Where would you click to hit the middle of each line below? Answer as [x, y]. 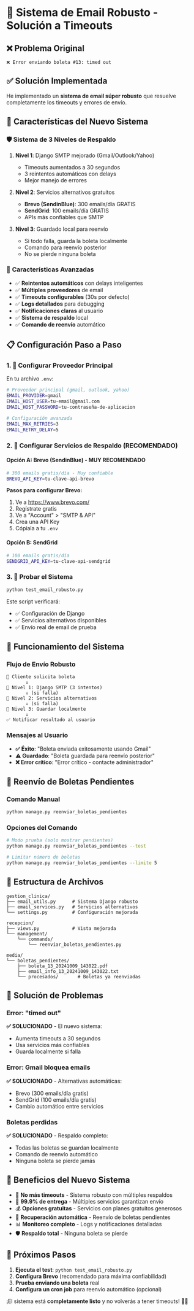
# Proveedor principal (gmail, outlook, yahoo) [68, 390]
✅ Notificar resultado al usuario [51, 720]
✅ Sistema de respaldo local [52, 317]
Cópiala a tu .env [36, 528]
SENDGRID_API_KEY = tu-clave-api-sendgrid [59, 561]
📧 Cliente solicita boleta [41, 677]
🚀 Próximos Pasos [41, 1255]
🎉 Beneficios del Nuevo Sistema [68, 1180]
